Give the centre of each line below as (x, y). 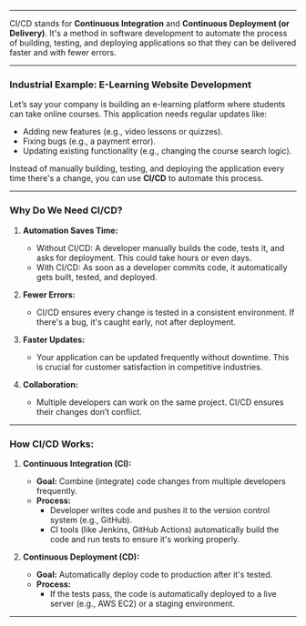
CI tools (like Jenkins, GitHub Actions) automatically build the (164, 530)
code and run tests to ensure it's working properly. (145, 539)
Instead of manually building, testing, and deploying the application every (147, 168)
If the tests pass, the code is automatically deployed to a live (163, 593)
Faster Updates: (53, 339)
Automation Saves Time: (70, 230)
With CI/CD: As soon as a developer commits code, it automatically (162, 267)
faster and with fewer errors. (63, 52)
